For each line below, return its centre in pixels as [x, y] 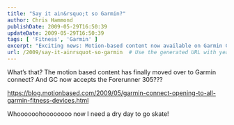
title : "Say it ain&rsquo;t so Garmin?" [67, 14]
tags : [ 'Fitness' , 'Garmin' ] [53, 40]
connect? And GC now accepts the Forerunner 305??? [85, 79]
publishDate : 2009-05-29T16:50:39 [57, 26]
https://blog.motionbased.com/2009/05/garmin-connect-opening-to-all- [111, 93]
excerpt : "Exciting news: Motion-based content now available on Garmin [115, 46]
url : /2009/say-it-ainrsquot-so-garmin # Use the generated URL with [112, 53]
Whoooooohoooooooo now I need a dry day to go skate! [88, 114]
